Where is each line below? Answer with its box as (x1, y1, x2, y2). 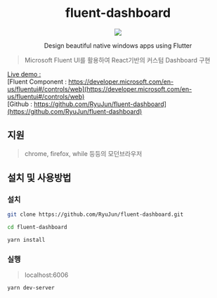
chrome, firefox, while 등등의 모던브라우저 (24, 149, 143, 157)
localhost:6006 (24, 271, 69, 279)
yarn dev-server (7, 285, 55, 292)
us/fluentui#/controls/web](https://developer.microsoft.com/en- (7, 84, 192, 93)
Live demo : (7, 70, 41, 78)
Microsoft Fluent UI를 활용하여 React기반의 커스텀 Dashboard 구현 (24, 56, 211, 64)
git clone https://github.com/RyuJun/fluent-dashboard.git (7, 211, 184, 219)
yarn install (7, 237, 46, 244)
